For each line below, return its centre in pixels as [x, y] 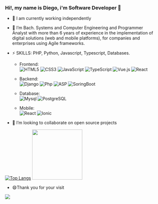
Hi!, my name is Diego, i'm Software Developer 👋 [63, 8]
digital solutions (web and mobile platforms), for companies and [76, 38]
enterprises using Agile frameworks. [48, 43]
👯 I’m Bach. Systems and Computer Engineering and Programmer [78, 28]
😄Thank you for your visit [38, 187]
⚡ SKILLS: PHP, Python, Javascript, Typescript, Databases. [71, 53]
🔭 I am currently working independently [52, 19]
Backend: [29, 79]
